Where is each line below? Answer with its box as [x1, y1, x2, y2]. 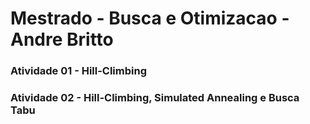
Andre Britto [10, 28, 114, 51]
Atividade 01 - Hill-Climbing [10, 64, 147, 78]
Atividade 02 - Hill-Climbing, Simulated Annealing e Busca [10, 91, 300, 105]
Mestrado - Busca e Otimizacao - [10, 7, 290, 30]
